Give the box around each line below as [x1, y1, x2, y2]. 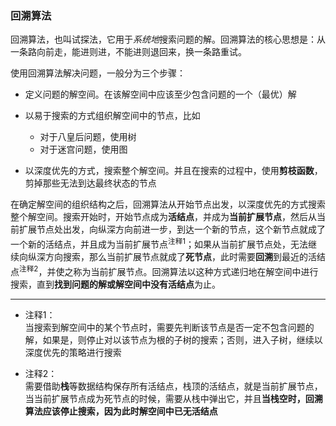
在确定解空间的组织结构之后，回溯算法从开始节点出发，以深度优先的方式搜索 [10, 198, 326, 211]
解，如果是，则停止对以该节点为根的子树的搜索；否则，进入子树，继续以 [24, 333, 323, 346]
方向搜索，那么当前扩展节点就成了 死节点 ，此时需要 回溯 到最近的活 [44, 250, 317, 262]
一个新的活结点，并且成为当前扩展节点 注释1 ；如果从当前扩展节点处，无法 [10, 237, 309, 250]
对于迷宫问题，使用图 [39, 143, 128, 156]
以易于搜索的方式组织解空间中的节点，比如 [24, 110, 201, 122]
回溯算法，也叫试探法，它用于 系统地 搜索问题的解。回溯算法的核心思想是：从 [10, 33, 326, 46]
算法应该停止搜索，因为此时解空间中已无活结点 [24, 405, 218, 417]
